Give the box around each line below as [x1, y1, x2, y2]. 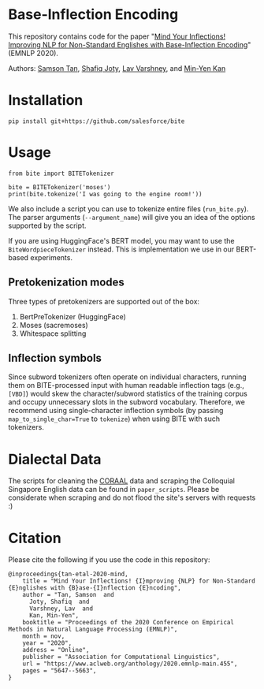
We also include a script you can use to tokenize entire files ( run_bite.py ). [8, 203, 249, 214]
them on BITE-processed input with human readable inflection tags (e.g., [8, 381, 244, 390]
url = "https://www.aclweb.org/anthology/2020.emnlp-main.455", [22, 660, 238, 668]
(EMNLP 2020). [8, 48, 59, 58]
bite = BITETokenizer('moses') [8, 183, 111, 191]
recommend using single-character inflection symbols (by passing [8, 406, 224, 415]
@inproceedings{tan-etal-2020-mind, [8, 570, 128, 579]
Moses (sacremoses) [19, 320, 88, 330]
